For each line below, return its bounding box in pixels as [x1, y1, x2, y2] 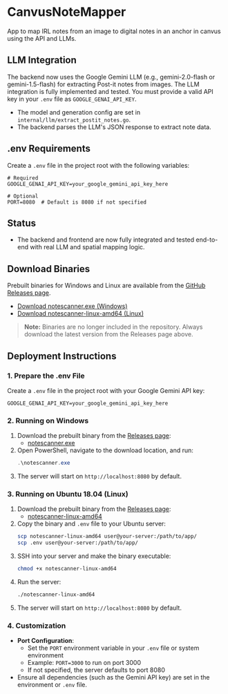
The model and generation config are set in [17, 108, 140, 116]
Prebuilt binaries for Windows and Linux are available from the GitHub [7, 281, 206, 290]
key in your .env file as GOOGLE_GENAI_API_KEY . [7, 95, 137, 103]
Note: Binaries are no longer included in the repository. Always [23, 322, 203, 331]
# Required [7, 174, 39, 182]
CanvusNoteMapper [7, 4, 126, 20]
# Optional [7, 193, 39, 200]
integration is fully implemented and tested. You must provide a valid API [7, 87, 214, 95]
